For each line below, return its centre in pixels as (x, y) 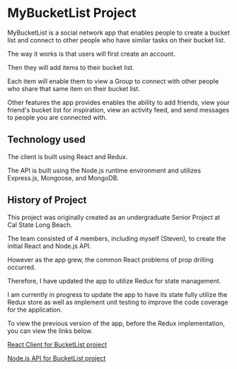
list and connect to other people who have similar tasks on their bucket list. (116, 40)
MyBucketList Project (72, 13)
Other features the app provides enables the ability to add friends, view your (118, 102)
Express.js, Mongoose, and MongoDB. (63, 177)
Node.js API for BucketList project (57, 358)
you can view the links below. (50, 331)
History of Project (47, 200)
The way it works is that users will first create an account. (91, 54)
